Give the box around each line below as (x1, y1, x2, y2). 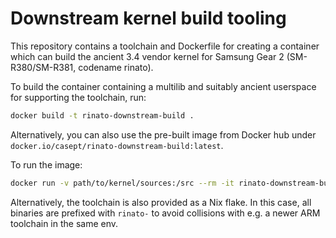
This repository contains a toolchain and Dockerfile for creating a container (10, 40, 320, 52)
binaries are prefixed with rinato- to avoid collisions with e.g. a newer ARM (10, 207, 321, 219)
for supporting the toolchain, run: (10, 91, 147, 103)
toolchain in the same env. (10, 217, 119, 229)
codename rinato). (78, 61, 154, 73)
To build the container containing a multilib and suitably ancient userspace (10, 80, 317, 92)
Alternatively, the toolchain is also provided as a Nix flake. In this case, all (10, 196, 312, 208)
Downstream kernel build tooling (10, 7, 287, 30)
